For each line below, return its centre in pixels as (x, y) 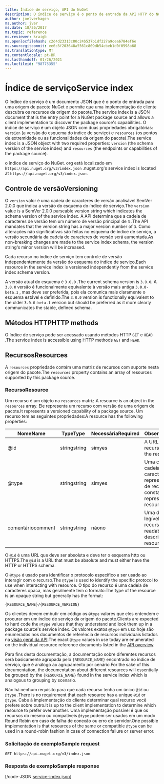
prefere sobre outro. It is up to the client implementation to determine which (81, 705)
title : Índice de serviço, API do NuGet (47, 10)
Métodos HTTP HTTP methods (52, 323)
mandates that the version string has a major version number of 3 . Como (78, 226)
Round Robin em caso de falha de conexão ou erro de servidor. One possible (82, 721)
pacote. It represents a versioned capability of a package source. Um (74, 411)
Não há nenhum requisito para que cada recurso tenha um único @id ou (77, 689)
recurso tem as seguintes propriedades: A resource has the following (74, 416)
